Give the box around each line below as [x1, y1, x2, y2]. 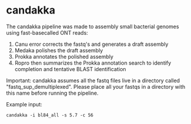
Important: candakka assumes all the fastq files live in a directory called [6, 77, 180, 84]
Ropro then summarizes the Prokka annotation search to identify [14, 59, 172, 66]
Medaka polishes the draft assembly [14, 46, 103, 53]
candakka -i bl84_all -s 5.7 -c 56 [6, 112, 94, 118]
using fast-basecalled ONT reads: [6, 29, 88, 36]
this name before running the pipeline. [6, 89, 99, 96]
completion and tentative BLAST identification [14, 65, 127, 72]
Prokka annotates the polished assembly [14, 53, 114, 60]
